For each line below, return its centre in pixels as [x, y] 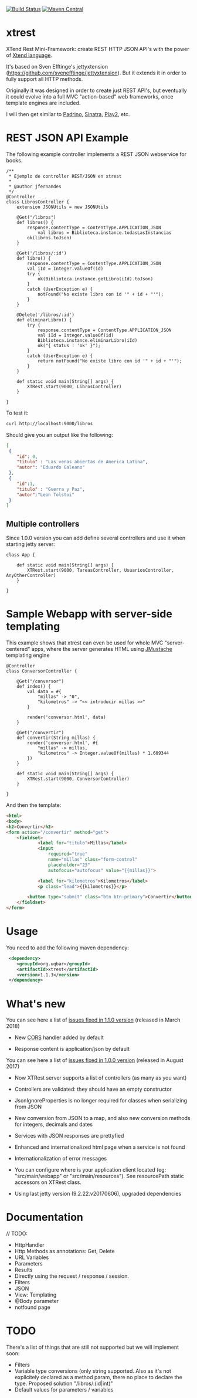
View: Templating [35, 1295]
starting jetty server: [31, 544]
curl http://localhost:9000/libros [50, 423]
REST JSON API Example [67, 138]
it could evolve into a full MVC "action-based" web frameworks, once [90, 96]
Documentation [45, 1217]
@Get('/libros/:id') [42, 253]
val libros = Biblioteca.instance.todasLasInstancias [104, 233]
